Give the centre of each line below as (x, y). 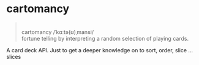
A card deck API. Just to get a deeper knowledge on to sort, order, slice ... (100, 50)
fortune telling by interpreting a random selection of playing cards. (105, 38)
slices (14, 56)
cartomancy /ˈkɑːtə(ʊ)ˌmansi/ (57, 32)
